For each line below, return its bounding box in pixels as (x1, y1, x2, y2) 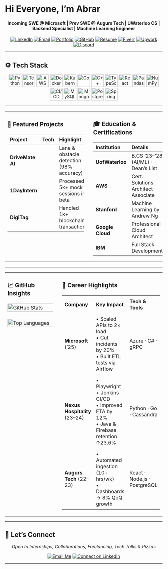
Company (64, 301, 88, 308)
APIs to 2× (96, 321, 121, 328)
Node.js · (129, 475, 151, 482)
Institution (95, 144, 121, 151)
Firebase (96, 426, 117, 433)
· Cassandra (129, 411, 158, 418)
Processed (59, 178, 85, 185)
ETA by (96, 408, 113, 415)
